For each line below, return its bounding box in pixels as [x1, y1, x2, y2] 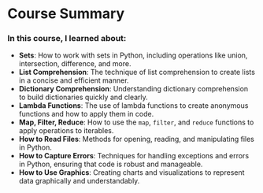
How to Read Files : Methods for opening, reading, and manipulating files [18, 135, 255, 144]
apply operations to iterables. [18, 126, 114, 135]
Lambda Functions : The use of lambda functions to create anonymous [18, 101, 249, 110]
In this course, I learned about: [7, 33, 127, 44]
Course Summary [7, 5, 125, 23]
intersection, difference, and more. [18, 59, 131, 69]
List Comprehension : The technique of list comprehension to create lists [18, 68, 255, 77]
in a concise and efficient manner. [18, 76, 129, 85]
